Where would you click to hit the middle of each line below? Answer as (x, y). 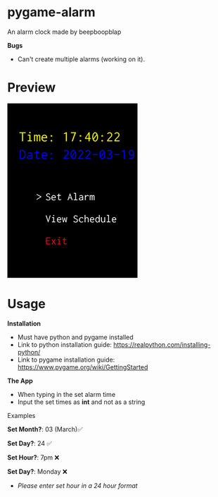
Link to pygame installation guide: (66, 360)
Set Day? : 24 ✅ (30, 443)
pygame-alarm (52, 12)
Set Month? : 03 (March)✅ (45, 429)
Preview (32, 88)
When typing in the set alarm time (66, 394)
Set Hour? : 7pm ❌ (33, 457)
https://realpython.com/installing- (162, 344)
